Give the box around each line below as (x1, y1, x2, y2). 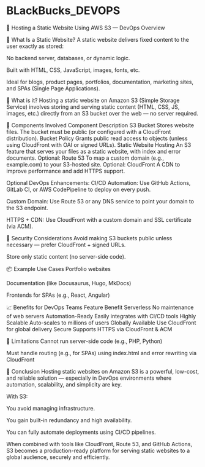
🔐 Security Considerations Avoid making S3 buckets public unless (6, 234, 173, 241)
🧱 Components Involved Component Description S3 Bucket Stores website (6, 121, 195, 129)
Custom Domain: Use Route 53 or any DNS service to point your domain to (6, 197, 195, 205)
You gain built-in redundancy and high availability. (6, 416, 132, 424)
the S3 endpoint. (6, 204, 48, 211)
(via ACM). (6, 222, 34, 230)
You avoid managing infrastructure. (6, 404, 95, 412)
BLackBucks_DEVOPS (6, 4, 121, 18)
